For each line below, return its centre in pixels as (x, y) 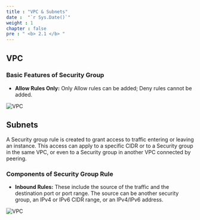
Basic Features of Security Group (55, 75)
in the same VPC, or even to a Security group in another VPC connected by (99, 152)
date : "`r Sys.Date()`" (38, 17)
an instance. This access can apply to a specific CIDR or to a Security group (100, 146)
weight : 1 (20, 23)
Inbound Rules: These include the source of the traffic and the (92, 187)
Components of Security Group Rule (60, 174)
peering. (16, 158)
